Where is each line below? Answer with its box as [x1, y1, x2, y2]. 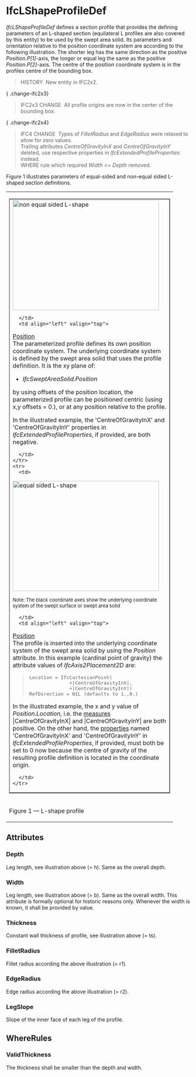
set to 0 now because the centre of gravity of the [12, 746, 147, 754]
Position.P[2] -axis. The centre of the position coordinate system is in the [6, 60, 181, 68]
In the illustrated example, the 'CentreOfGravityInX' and [12, 416, 165, 424]
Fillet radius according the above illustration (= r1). [6, 960, 127, 967]
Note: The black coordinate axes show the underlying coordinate [12, 596, 157, 603]
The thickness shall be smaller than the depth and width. [6, 1064, 143, 1071]
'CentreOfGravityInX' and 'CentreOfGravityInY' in [12, 731, 148, 739]
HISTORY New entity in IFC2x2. [20, 78, 98, 86]
